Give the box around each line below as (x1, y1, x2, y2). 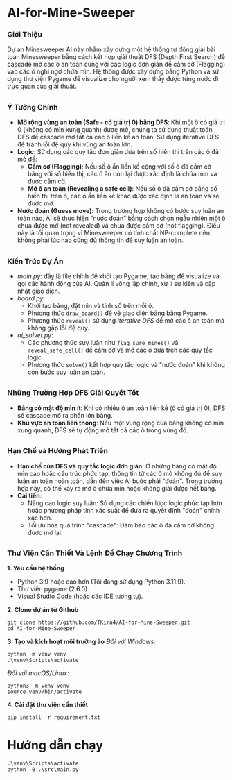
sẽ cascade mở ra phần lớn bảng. (17, 411, 113, 419)
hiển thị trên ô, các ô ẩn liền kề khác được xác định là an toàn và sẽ (27, 192, 220, 201)
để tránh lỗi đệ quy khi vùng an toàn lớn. (17, 140, 133, 149)
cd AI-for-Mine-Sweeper (7, 625, 76, 632)
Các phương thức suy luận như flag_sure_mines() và (27, 339, 179, 347)
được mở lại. (27, 528, 63, 536)
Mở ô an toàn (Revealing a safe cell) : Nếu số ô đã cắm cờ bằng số (27, 185, 218, 193)
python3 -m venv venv (7, 682, 70, 690)
